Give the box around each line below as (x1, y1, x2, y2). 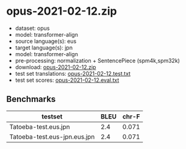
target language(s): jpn (15, 44, 73, 51)
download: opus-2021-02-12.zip (15, 63, 96, 71)
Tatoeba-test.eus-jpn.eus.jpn (9, 133, 95, 141)
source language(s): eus (15, 37, 77, 45)
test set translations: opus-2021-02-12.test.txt (15, 70, 131, 77)
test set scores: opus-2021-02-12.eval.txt (15, 76, 120, 84)
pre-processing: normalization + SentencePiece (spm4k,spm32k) (15, 57, 180, 64)
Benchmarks (6, 94, 56, 104)
